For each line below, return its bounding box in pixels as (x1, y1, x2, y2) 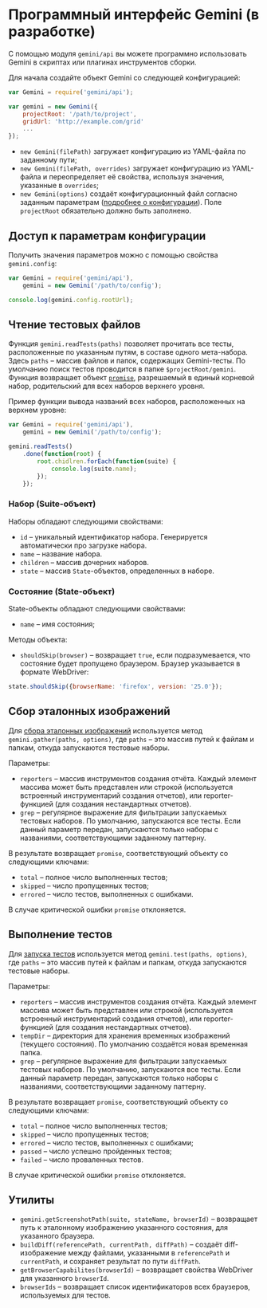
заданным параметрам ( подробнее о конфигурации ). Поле (19, 198, 222, 207)
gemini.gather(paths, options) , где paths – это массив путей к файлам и (8, 734, 255, 744)
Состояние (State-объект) (8, 586, 116, 597)
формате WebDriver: (19, 667, 89, 677)
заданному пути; (19, 155, 77, 165)
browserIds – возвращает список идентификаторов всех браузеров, (19, 1282, 251, 1292)
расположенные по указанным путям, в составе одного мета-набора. (8, 348, 249, 357)
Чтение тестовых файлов (8, 318, 141, 332)
